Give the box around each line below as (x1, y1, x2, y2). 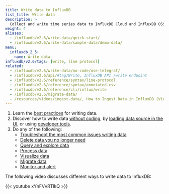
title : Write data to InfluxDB (5, 7, 71, 13)
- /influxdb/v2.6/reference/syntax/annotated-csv (10, 82, 116, 87)
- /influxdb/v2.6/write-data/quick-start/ (10, 36, 100, 41)
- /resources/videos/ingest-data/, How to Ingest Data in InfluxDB (10, 96, 154, 101)
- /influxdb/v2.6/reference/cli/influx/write (10, 87, 107, 92)
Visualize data (20, 153, 49, 159)
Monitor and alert (20, 164, 56, 170)
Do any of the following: (12, 126, 62, 133)
